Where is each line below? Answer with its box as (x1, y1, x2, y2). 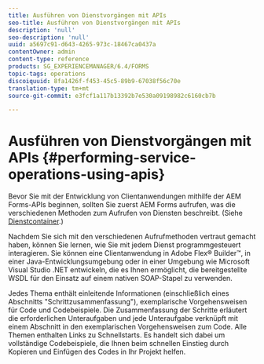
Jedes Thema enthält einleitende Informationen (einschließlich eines (8, 289, 229, 298)
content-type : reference (8, 56, 90, 64)
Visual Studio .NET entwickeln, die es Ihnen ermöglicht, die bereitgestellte (8, 265, 247, 275)
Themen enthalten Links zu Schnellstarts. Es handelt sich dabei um (8, 330, 225, 340)
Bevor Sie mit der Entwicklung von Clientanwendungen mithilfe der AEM (8, 191, 242, 201)
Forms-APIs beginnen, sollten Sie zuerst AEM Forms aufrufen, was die (8, 200, 236, 209)
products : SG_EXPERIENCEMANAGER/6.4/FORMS (8, 63, 149, 71)
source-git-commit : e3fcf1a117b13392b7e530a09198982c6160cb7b (8, 92, 216, 100)
